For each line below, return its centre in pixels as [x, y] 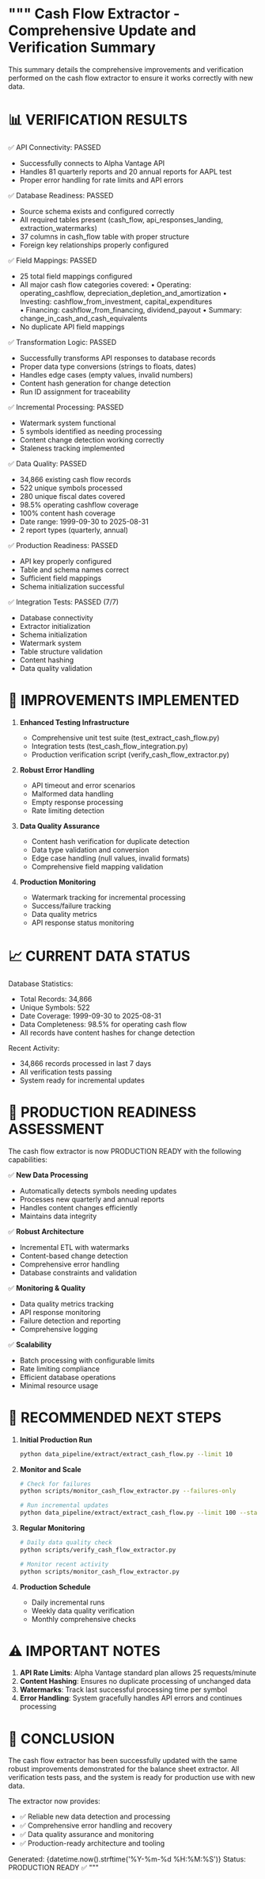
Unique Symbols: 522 [55, 1007]
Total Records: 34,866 [56, 999]
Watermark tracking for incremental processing [108, 897]
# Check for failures [55, 1484]
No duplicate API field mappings [72, 327]
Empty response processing [78, 802]
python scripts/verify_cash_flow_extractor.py [98, 1550]
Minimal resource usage [59, 1386]
